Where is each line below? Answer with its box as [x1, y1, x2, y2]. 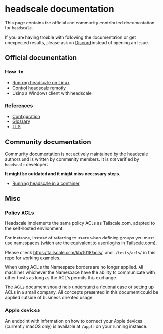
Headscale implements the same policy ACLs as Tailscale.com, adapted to [5, 220, 155, 226]
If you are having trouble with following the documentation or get [5, 34, 136, 40]
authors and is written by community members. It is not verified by [5, 156, 140, 162]
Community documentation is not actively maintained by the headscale [5, 151, 148, 157]
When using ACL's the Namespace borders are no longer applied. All [5, 264, 143, 270]
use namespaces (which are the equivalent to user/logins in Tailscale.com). [5, 240, 157, 246]
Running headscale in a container [12, 180, 80, 186]
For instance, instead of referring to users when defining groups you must [5, 235, 154, 241]
